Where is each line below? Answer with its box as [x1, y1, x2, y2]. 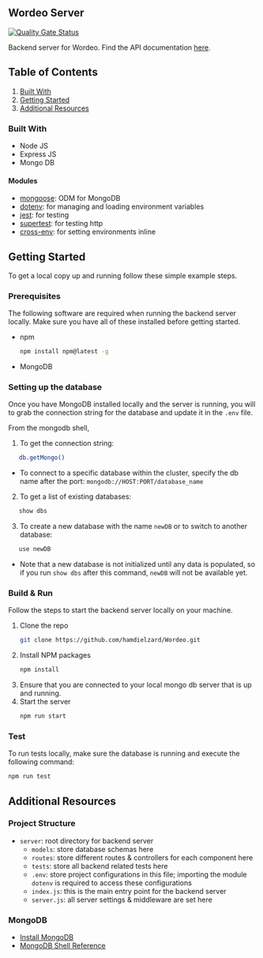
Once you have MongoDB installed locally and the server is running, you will [8, 399, 256, 409]
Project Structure [8, 818, 76, 829]
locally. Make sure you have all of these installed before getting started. [8, 317, 241, 326]
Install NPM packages [19, 651, 91, 660]
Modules [8, 175, 38, 185]
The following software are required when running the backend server [8, 308, 237, 319]
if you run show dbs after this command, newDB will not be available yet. [19, 568, 248, 578]
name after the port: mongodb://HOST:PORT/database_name [19, 477, 204, 486]
